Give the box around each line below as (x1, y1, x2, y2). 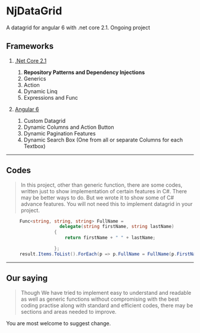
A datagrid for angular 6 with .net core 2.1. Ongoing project (6, 24, 151, 31)
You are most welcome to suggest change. (6, 319, 111, 326)
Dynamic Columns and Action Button (23, 124, 114, 131)
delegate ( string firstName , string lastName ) (59, 224, 174, 230)
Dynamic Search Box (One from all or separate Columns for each (23, 136, 183, 143)
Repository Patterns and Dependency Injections (23, 69, 145, 76)
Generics (23, 75, 46, 82)
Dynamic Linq (23, 88, 58, 95)
